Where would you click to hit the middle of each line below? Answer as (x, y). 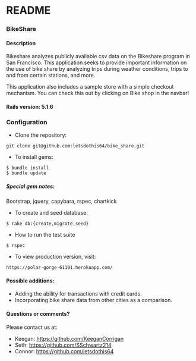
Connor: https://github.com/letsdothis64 (64, 351)
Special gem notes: (31, 186)
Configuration (27, 122)
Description (21, 43)
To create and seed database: (51, 213)
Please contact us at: (32, 327)
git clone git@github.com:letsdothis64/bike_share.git (75, 146)
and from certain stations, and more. (51, 76)
